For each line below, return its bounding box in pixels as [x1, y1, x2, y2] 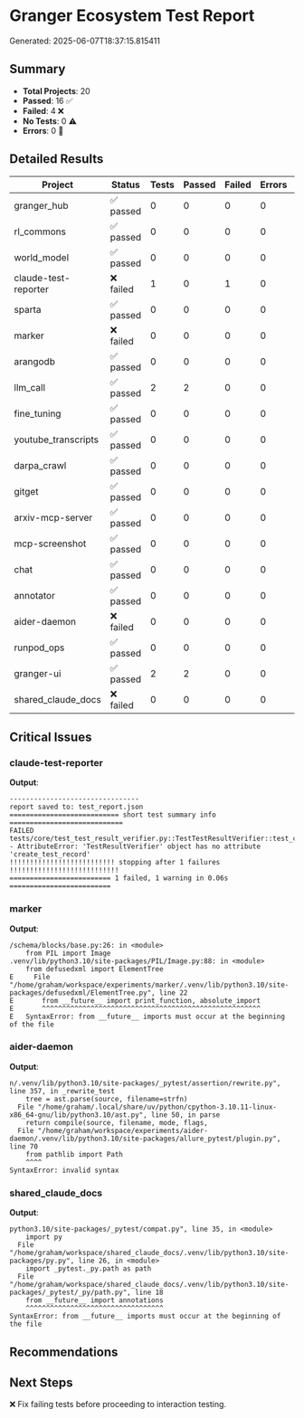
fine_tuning [14, 407, 62, 420]
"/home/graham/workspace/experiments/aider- [37, 1126, 208, 1135]
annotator [14, 589, 56, 601]
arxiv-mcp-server [14, 511, 93, 524]
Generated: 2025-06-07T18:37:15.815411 [9, 35, 161, 46]
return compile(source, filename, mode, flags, [25, 1118, 208, 1127]
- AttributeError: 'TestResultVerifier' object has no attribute [9, 842, 261, 851]
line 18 [134, 1288, 165, 1298]
